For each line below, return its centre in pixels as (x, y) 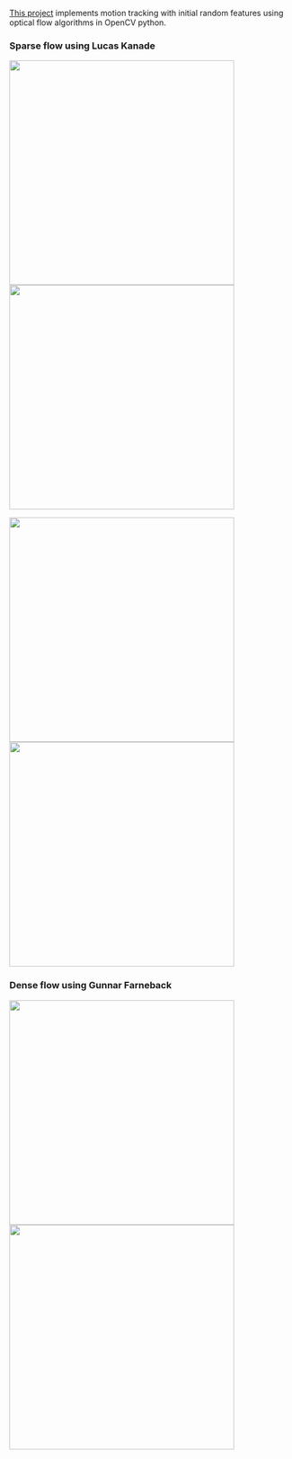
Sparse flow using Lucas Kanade (82, 46)
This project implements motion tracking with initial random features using (146, 13)
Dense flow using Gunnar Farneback (91, 986)
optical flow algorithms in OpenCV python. (88, 22)
